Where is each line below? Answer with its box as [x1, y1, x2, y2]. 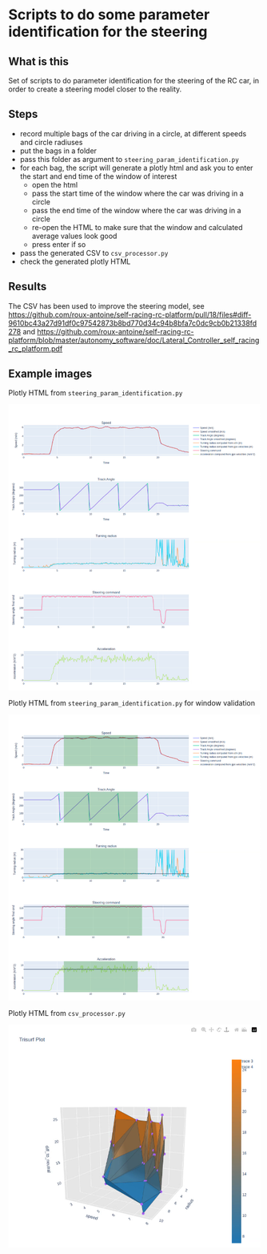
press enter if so [31, 239, 86, 249]
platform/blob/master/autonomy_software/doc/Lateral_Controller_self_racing [8, 335, 260, 345]
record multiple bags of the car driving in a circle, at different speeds [19, 128, 247, 138]
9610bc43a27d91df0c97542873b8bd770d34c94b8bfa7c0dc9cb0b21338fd [8, 318, 257, 328]
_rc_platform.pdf [8, 343, 63, 354]
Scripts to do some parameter [8, 6, 210, 24]
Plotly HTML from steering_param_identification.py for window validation [8, 698, 256, 708]
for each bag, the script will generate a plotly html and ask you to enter [19, 163, 253, 172]
